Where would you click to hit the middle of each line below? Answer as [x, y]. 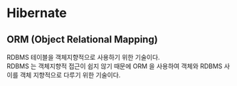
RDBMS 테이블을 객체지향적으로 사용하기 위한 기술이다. [84, 57]
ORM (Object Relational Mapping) [82, 39]
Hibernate [37, 13]
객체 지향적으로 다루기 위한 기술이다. [70, 75]
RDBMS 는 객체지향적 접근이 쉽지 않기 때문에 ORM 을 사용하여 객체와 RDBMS [115, 66]
